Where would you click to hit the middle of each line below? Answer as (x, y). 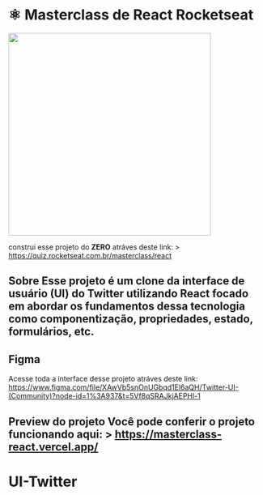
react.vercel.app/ (53, 447)
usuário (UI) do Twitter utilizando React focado (129, 294)
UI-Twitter (43, 482)
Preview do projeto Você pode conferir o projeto (131, 422)
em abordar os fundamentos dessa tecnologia (127, 307)
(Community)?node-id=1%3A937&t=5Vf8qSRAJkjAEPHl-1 (104, 396)
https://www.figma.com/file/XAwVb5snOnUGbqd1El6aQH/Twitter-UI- (123, 387)
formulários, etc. (51, 332)
